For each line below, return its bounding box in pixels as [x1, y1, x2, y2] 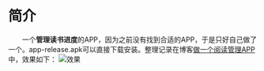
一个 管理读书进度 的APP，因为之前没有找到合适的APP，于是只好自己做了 [22, 35, 258, 44]
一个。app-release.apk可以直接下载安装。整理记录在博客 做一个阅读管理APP [8, 44, 255, 54]
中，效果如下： [8, 54, 57, 64]
